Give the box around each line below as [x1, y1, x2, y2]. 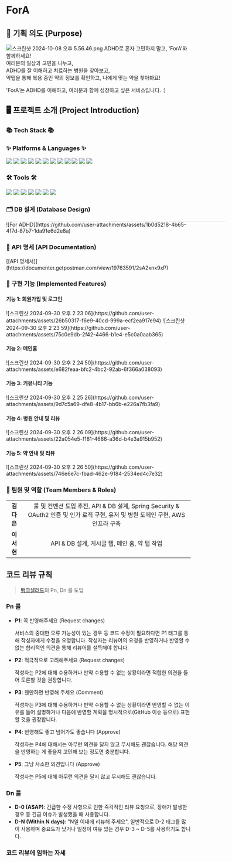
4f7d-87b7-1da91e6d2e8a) [6, 227, 71, 234]
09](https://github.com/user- [84, 429, 154, 436]
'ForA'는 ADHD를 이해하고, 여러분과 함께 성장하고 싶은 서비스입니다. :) [6, 87, 166, 94]
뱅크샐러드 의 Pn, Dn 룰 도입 [20, 587, 84, 594]
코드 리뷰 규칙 [6, 570, 53, 580]
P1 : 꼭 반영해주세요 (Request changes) [14, 616, 105, 624]
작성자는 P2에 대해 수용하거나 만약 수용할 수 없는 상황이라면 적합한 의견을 [14, 669, 182, 676]
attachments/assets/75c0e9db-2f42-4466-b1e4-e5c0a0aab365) [6, 331, 163, 338]
